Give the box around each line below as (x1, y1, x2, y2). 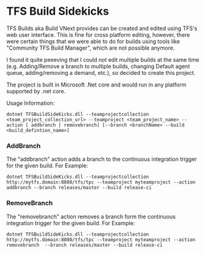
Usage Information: (6, 99, 55, 107)
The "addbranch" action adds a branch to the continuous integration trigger (6, 155, 197, 163)
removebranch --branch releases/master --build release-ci (6, 242, 163, 248)
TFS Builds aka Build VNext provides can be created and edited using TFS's (6, 25, 198, 32)
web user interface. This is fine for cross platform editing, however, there (6, 31, 190, 38)
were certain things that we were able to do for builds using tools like (6, 37, 181, 45)
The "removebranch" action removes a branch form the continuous (6, 213, 176, 220)
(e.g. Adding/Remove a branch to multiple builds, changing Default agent (6, 63, 190, 70)
